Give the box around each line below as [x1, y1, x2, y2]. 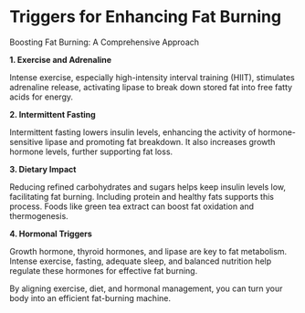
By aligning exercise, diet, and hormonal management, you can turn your [9, 283, 283, 294]
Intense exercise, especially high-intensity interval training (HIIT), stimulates [9, 71, 295, 83]
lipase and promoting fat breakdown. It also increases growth [45, 136, 276, 147]
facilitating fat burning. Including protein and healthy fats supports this [9, 191, 274, 202]
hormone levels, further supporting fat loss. [9, 146, 174, 157]
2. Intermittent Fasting [9, 109, 96, 120]
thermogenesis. [9, 210, 68, 221]
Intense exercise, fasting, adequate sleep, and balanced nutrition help [9, 256, 272, 266]
